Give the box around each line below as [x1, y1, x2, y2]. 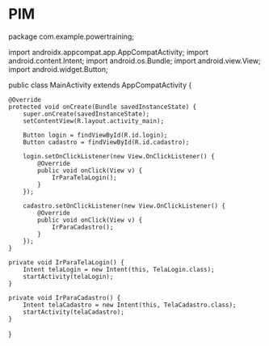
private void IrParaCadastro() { [8, 293, 121, 302]
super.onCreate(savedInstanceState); [23, 110, 150, 118]
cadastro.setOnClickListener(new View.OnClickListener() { [23, 201, 226, 210]
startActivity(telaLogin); [23, 272, 114, 281]
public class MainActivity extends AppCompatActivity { [8, 80, 192, 90]
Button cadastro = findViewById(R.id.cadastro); [23, 138, 190, 146]
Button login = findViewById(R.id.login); [23, 131, 168, 139]
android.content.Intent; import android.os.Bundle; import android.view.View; [8, 56, 261, 65]
